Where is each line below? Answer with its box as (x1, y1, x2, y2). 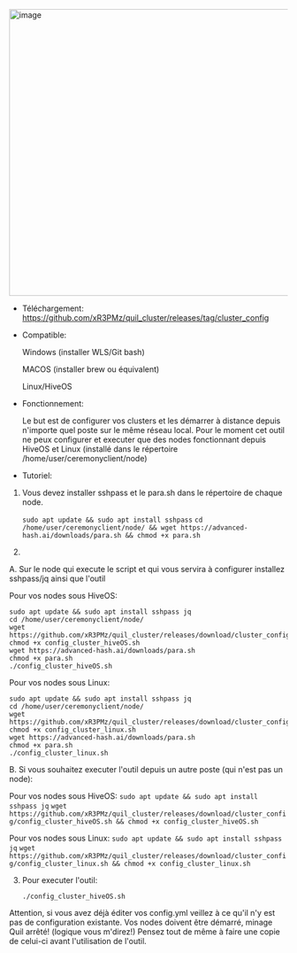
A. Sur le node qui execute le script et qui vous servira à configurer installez (9, 564, 286, 574)
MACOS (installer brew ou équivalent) (21, 364, 160, 375)
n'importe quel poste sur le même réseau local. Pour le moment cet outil (21, 425, 286, 435)
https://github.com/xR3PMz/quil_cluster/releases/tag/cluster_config (21, 313, 270, 322)
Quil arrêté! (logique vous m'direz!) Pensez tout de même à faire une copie (9, 926, 280, 937)
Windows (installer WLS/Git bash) (21, 347, 146, 357)
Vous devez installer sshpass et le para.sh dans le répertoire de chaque (21, 487, 283, 498)
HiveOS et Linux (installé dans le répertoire (21, 444, 179, 454)
